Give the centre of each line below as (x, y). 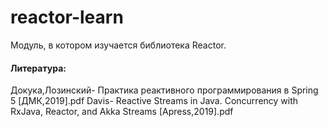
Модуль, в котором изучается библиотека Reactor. (118, 45)
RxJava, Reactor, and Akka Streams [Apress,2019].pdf (122, 112)
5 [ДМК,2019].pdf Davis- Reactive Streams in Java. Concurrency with (154, 101)
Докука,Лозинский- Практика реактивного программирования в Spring (164, 90)
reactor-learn (67, 17)
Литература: (38, 68)
